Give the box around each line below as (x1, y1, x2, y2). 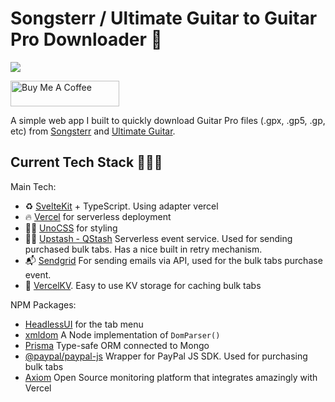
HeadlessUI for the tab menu (24, 318, 144, 330)
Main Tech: (10, 180, 57, 192)
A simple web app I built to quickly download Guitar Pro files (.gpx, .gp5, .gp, (10, 114, 326, 126)
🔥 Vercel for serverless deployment (24, 210, 172, 222)
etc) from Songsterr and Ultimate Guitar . (10, 125, 176, 137)
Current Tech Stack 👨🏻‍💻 (10, 154, 163, 171)
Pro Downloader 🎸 (10, 28, 163, 51)
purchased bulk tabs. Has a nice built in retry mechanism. (24, 243, 263, 255)
